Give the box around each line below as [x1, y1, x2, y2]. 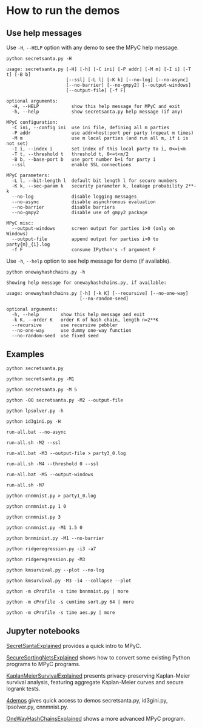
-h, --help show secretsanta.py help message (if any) [12, 109, 183, 115]
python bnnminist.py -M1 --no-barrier [6, 535, 104, 541]
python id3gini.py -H [6, 418, 61, 425]
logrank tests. [6, 685, 41, 692]
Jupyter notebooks [6, 626, 80, 636]
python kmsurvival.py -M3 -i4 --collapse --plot [6, 578, 132, 584]
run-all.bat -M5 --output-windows [6, 471, 94, 477]
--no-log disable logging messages [12, 194, 137, 200]
